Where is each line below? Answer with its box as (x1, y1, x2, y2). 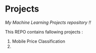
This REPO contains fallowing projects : (5, 29, 83, 35)
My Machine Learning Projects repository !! (5, 19, 91, 25)
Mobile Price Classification (12, 38, 65, 44)
